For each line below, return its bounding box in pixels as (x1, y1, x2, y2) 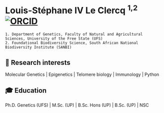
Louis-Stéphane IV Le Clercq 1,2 (5, 3, 138, 16)
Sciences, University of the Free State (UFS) (5, 36, 103, 41)
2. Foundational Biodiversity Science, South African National (5, 41, 139, 46)
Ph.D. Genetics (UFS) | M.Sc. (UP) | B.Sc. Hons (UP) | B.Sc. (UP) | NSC (5, 102, 149, 108)
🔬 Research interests (5, 58, 71, 67)
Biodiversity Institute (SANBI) (5, 45, 72, 50)
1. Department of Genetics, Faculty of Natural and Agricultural (5, 32, 143, 37)
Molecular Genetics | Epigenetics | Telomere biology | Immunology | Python (5, 71, 160, 77)
